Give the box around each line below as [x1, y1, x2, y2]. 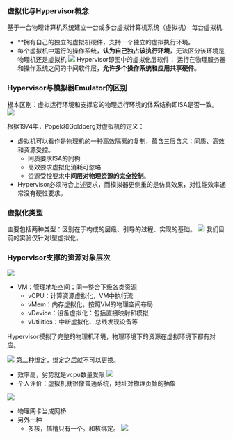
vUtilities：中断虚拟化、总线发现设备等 [27, 317, 138, 326]
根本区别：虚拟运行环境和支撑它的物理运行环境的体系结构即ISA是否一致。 [7, 100, 218, 108]
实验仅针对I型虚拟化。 [19, 233, 82, 242]
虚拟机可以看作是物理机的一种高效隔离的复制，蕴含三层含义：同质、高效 [17, 137, 225, 145]
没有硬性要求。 [23, 189, 67, 197]
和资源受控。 [17, 145, 54, 154]
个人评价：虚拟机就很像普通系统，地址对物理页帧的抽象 [17, 379, 176, 388]
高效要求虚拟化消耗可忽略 [27, 163, 102, 171]
